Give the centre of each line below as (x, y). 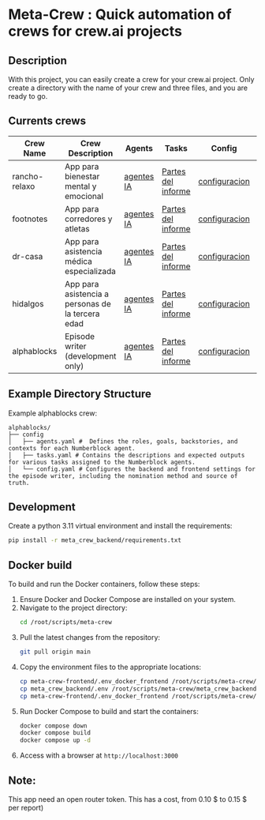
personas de (88, 303)
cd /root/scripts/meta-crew (65, 623)
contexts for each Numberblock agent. (72, 448)
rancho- (28, 176)
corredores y (88, 219)
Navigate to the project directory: (73, 608)
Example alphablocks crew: (53, 413)
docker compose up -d (55, 740)
